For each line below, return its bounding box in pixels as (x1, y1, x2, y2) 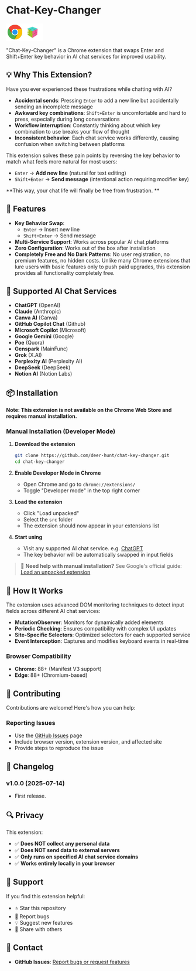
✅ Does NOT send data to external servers (14, 846, 120, 853)
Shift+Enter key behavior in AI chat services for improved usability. (6, 53, 167, 60)
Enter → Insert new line (23, 226, 80, 233)
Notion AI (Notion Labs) (14, 370, 73, 377)
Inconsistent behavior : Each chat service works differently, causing (14, 134, 179, 141)
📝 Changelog (6, 761, 54, 771)
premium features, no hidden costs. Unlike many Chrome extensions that (14, 257, 191, 264)
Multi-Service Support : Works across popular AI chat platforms (14, 238, 169, 245)
